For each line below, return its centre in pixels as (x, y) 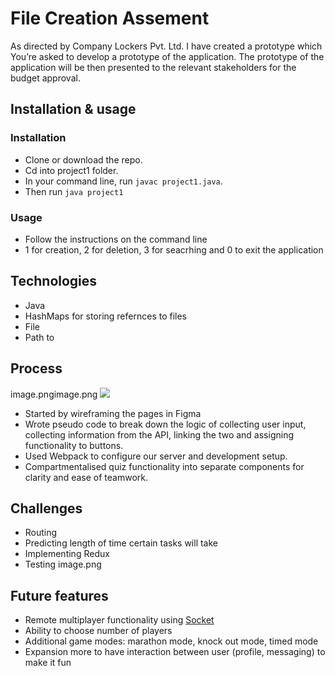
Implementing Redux (67, 554)
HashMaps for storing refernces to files (106, 316)
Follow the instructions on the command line (116, 239)
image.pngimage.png (54, 394)
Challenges (46, 508)
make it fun (48, 663)
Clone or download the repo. (83, 159)
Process (36, 368)
